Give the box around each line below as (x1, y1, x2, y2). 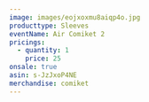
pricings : (9, 37, 46, 47)
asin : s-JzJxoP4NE (9, 71, 77, 80)
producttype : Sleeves (9, 21, 90, 30)
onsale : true (9, 63, 58, 72)
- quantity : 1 (17, 46, 69, 55)
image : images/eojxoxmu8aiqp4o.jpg (9, 12, 141, 22)
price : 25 (25, 54, 62, 63)
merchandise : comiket (9, 79, 90, 88)
